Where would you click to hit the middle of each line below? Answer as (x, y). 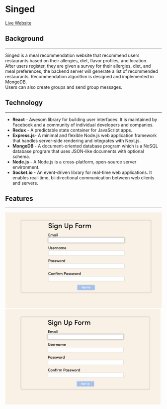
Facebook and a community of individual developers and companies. (83, 125)
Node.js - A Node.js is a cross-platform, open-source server (74, 162)
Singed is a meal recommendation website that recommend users (72, 55)
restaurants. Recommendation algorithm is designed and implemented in (80, 76)
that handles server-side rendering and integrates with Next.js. (77, 140)
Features (19, 199)
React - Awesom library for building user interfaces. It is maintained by (85, 119)
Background (24, 39)
